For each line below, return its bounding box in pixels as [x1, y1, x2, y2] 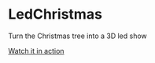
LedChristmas [8, 5, 102, 23]
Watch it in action [8, 46, 65, 55]
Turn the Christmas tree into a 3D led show [8, 31, 147, 40]
